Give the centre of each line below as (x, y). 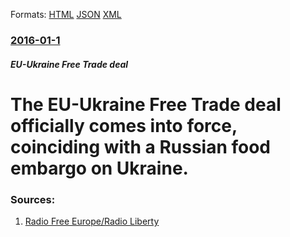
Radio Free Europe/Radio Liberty (92, 221)
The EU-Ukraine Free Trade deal (146, 104)
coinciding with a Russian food (141, 146)
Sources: (33, 199)
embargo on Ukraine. (99, 168)
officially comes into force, (124, 125)
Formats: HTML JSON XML (66, 14)
